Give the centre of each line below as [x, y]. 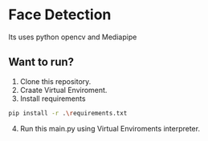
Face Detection [60, 15]
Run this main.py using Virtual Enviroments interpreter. [110, 128]
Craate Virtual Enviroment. [63, 90]
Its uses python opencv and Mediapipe [73, 37]
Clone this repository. [55, 81]
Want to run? [41, 62]
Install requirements [53, 99]
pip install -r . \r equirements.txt [68, 113]
